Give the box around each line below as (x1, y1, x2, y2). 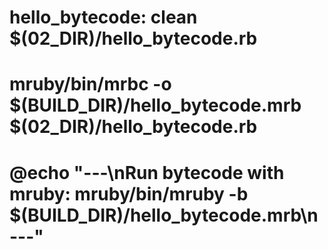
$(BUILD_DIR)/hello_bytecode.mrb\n (9, 204, 319, 226)
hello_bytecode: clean (9, 6, 198, 29)
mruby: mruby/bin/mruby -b (9, 182, 249, 205)
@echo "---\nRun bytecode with (9, 161, 285, 184)
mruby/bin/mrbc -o (9, 73, 172, 96)
